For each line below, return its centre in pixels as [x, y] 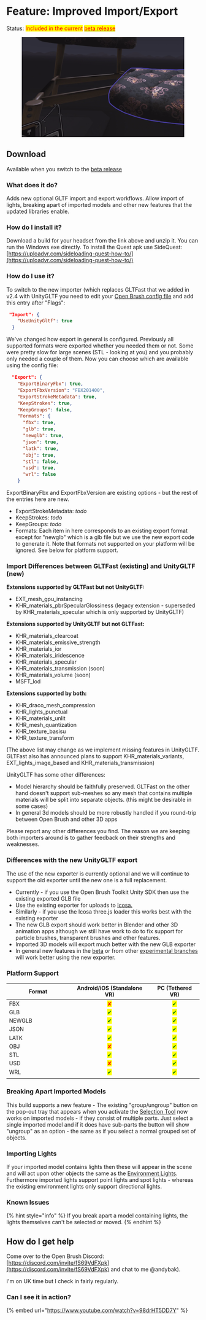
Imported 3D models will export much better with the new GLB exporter [105, 944]
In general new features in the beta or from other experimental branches [106, 950]
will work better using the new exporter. [65, 957]
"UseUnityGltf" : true [45, 321]
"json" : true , [41, 442]
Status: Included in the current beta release [61, 28]
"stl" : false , [41, 462]
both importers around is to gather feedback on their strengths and [91, 838]
